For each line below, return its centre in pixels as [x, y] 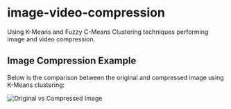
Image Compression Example [72, 61]
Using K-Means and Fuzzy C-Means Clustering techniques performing [108, 32]
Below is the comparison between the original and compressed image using [115, 77]
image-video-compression [86, 13]
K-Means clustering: [36, 85]
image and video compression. [51, 39]
